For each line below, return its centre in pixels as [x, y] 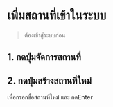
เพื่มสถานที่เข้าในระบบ [57, 16]
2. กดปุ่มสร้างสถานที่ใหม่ [50, 80]
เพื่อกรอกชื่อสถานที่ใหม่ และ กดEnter [50, 97]
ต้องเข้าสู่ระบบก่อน [45, 35]
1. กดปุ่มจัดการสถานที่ [44, 57]
